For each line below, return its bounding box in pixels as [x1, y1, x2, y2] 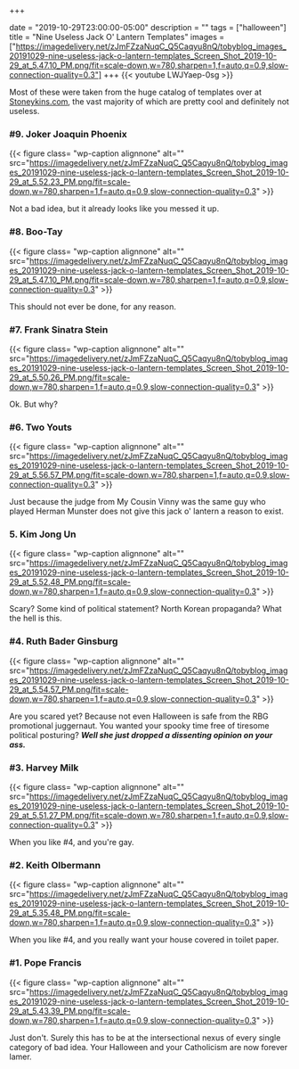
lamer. [9, 1051, 33, 1062]
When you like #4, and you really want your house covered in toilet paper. [9, 934, 279, 945]
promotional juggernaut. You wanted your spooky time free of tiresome [9, 720, 270, 731]
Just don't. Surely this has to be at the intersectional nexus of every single [9, 1032, 281, 1043]
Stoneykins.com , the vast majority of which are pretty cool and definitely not [9, 96, 289, 107]
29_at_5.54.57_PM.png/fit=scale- [9, 684, 129, 695]
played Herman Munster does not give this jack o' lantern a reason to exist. [9, 506, 285, 517]
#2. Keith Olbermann [9, 859, 101, 871]
